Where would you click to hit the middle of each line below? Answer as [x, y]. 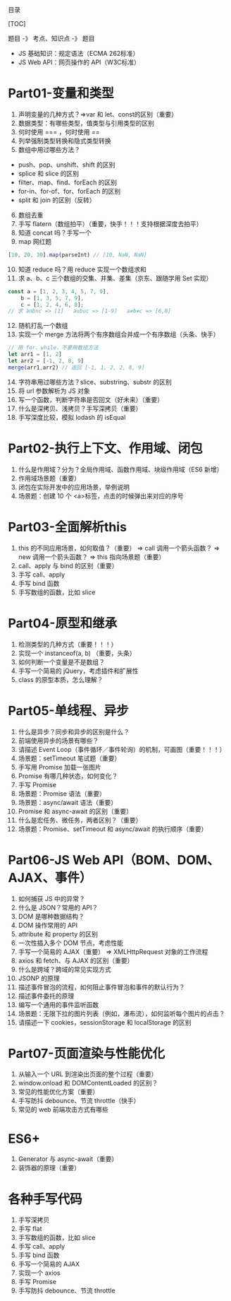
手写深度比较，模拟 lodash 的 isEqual [72, 417]
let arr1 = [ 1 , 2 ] [35, 355]
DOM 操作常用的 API [48, 925]
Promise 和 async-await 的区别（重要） [75, 811]
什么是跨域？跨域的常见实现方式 [64, 969]
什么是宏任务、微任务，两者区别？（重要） [80, 820]
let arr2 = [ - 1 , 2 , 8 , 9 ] [46, 361]
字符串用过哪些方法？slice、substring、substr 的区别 [95, 382]
